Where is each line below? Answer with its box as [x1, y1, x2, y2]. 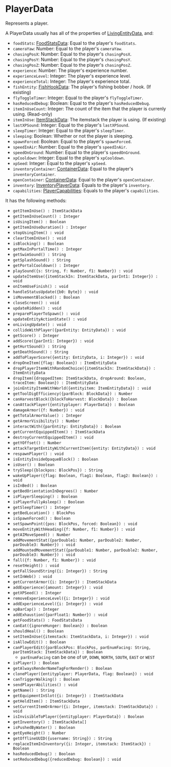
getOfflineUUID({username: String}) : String [12, 736, 112, 741]
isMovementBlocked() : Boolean [12, 295, 80, 300]
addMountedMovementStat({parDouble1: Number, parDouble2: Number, [12, 547, 158, 553]
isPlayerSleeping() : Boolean [12, 494, 78, 499]
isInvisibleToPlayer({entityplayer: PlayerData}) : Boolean [12, 714, 144, 719]
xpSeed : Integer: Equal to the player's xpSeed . [12, 160, 107, 166]
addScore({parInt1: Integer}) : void [12, 338, 94, 343]
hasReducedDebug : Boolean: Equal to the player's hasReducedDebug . [12, 100, 150, 106]
